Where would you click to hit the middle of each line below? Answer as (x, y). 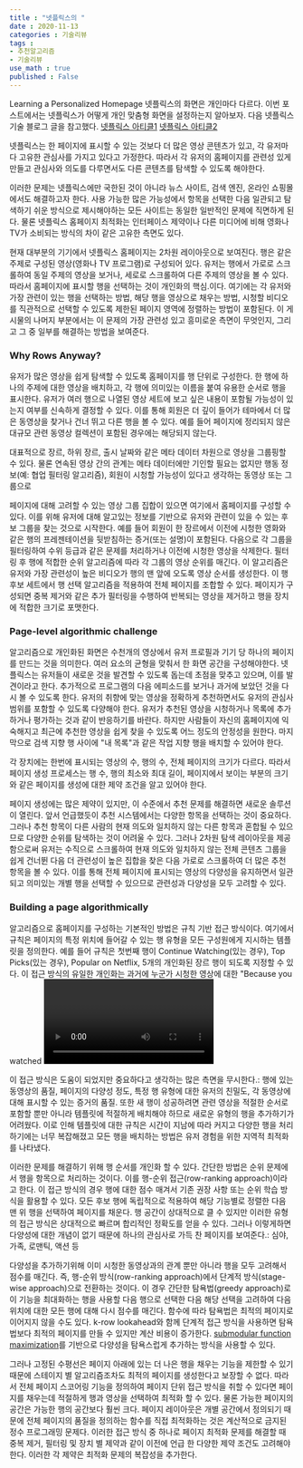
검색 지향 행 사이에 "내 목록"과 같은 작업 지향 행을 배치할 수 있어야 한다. (158, 743)
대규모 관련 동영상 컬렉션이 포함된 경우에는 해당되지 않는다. (113, 433)
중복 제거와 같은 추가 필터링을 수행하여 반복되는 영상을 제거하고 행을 (153, 596)
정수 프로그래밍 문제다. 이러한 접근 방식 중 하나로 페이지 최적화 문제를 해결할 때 (148, 1432)
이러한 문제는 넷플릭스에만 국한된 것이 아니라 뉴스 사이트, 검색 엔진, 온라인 (139, 188)
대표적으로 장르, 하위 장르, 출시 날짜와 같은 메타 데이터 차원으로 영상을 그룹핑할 (148, 452)
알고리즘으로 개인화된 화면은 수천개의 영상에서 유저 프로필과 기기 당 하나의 (140, 652)
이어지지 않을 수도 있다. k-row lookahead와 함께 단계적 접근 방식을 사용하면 (143, 1322)
